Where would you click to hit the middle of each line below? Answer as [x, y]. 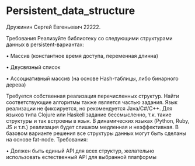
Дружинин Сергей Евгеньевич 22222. [53, 27]
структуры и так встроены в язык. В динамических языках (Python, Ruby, [98, 120]
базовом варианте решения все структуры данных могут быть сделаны [96, 133]
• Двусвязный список [33, 67]
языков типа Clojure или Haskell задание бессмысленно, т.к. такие [89, 115]
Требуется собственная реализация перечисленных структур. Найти [93, 96]
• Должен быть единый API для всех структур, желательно [80, 151]
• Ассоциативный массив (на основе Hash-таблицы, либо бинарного [93, 78]
